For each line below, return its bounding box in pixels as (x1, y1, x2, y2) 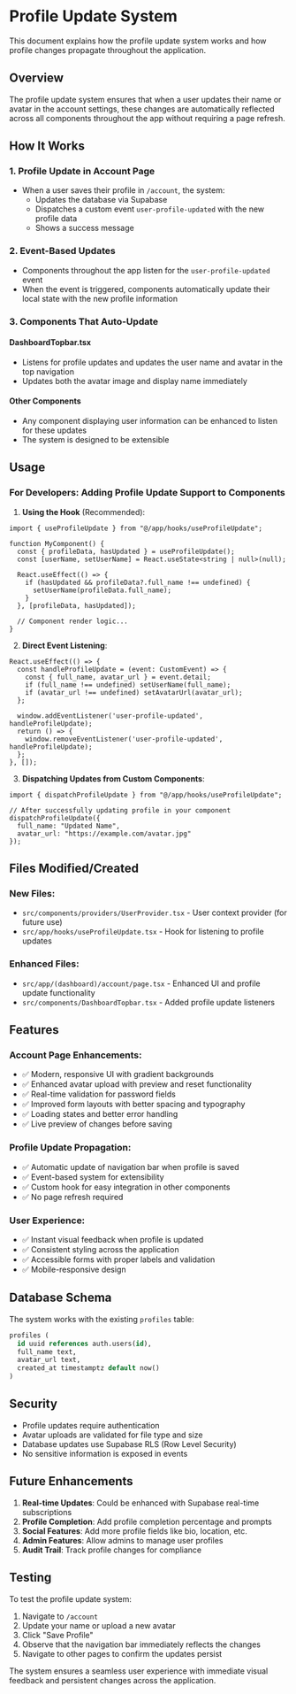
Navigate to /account (21, 1611, 99, 1621)
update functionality (21, 987, 95, 997)
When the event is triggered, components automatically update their (21, 283, 271, 294)
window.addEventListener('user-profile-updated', (17, 711, 203, 720)
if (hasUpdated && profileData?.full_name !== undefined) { (25, 578, 251, 587)
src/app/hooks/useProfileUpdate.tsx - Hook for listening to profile (21, 927, 264, 937)
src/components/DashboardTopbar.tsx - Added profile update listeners (21, 997, 276, 1007)
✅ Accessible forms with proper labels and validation (21, 1254, 216, 1265)
